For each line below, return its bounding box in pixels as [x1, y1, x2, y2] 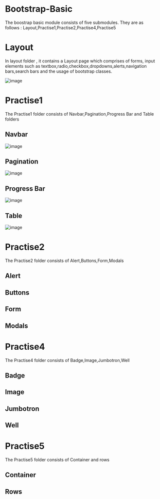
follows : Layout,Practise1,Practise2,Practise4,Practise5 [5, 24, 116, 30]
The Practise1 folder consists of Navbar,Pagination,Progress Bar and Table [5, 111, 154, 117]
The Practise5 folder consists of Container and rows [5, 457, 109, 462]
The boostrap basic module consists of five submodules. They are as [5, 20, 143, 25]
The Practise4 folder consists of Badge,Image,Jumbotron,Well [5, 357, 130, 363]
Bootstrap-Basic [5, 3, 73, 15]
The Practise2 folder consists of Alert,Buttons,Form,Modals [5, 258, 124, 263]
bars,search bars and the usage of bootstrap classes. [5, 68, 112, 74]
